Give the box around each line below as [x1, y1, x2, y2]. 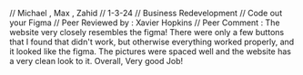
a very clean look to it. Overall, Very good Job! [9, 56, 184, 66]
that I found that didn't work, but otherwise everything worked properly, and [9, 36, 295, 47]
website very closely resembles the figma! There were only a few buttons [9, 27, 285, 37]
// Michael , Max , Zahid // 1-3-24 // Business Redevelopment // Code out [9, 8, 283, 18]
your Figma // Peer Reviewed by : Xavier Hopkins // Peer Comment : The [9, 17, 280, 28]
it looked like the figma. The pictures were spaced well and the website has [9, 46, 291, 57]
